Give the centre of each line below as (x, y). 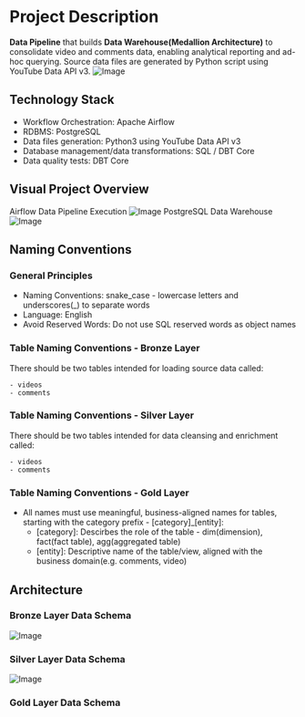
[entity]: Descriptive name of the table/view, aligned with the (149, 551)
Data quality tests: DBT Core (76, 161)
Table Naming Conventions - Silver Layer (102, 415)
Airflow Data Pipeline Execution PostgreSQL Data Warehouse (141, 211)
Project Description (84, 17)
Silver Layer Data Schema (67, 659)
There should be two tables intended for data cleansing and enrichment (144, 435)
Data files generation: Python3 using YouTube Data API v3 (132, 141)
